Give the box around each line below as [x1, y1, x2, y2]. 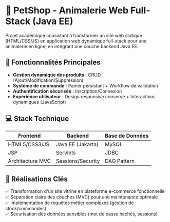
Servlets [55, 149, 76, 156]
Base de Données [104, 132, 149, 139]
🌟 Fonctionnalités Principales [5, 58, 101, 67]
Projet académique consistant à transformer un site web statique [5, 32, 142, 38]
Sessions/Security [55, 157, 100, 164]
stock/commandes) [5, 206, 47, 212]
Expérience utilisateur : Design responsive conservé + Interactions [12, 93, 156, 99]
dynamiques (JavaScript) [12, 99, 66, 105]
